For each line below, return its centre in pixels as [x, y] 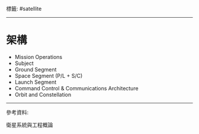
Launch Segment [36, 82]
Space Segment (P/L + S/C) [49, 76]
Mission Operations [38, 57]
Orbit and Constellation [43, 94]
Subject [24, 63]
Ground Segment [36, 69]
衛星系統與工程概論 [30, 125]
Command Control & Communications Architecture [76, 88]
